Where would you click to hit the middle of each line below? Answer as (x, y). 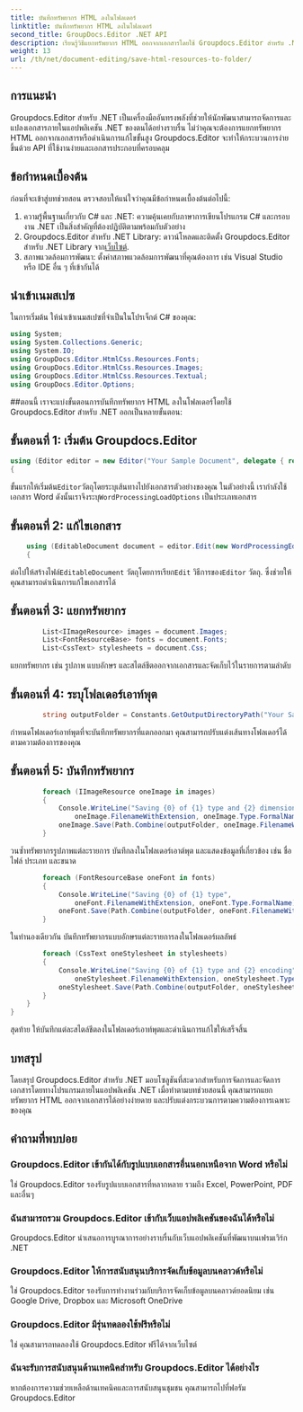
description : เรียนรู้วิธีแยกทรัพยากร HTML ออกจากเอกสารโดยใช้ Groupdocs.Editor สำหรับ (147, 43)
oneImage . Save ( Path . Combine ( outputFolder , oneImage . (159, 825)
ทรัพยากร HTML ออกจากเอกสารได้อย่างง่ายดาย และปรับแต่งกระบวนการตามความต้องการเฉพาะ (150, 1100)
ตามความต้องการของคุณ (46, 742)
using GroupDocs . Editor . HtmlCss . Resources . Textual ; (109, 376)
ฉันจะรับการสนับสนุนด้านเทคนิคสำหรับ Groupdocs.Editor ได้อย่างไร (135, 1368)
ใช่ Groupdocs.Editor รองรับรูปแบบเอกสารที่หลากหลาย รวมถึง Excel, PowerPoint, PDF (151, 1184)
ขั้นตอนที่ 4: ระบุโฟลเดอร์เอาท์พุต (84, 694)
